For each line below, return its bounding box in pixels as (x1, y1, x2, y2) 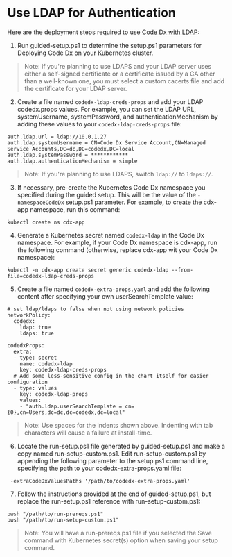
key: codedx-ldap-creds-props (19, 366, 107, 373)
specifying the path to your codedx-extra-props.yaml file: (17, 464, 181, 472)
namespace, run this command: (30, 205, 121, 213)
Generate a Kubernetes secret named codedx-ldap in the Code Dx (17, 231, 204, 239)
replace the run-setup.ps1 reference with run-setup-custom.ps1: (17, 497, 201, 505)
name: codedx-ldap (19, 360, 73, 367)
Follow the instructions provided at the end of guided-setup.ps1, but (17, 490, 211, 498)
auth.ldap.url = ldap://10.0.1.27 (7, 133, 107, 140)
